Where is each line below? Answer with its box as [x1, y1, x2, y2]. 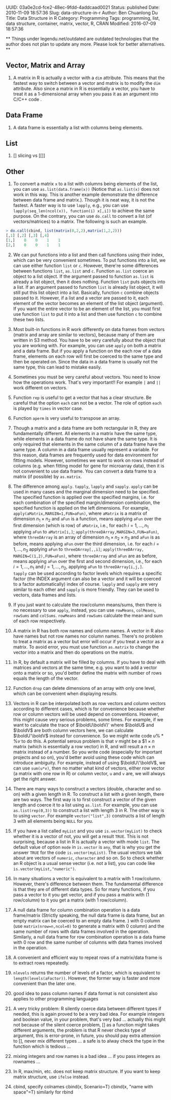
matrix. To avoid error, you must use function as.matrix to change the [13, 644, 159, 650]
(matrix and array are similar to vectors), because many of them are [13, 331, 155, 338]
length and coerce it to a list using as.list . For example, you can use [13, 802, 158, 808]
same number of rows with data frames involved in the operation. [13, 928, 150, 935]
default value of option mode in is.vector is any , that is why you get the [13, 844, 160, 850]
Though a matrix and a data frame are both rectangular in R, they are [13, 425, 157, 431]
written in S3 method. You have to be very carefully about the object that [13, 337, 165, 343]
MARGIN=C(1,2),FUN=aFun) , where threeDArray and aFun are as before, [13, 553, 157, 559]
